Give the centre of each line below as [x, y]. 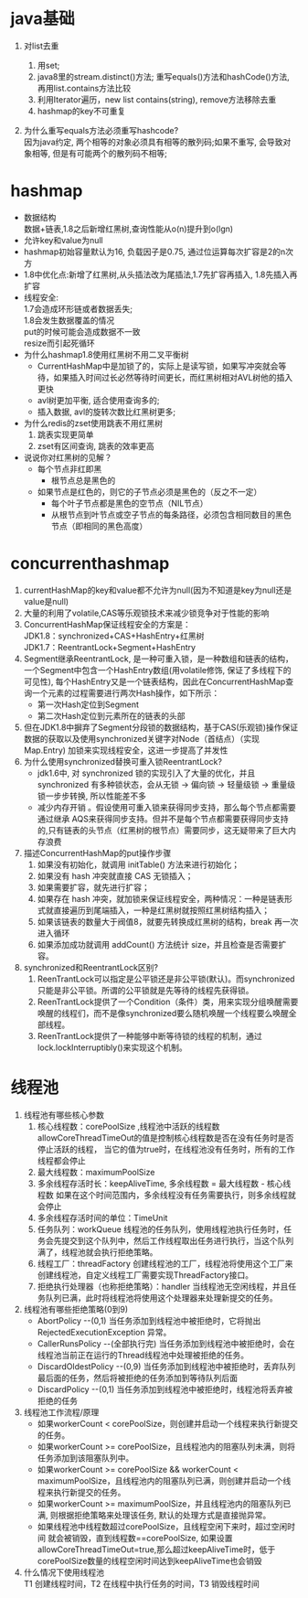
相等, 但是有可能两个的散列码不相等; [99, 153]
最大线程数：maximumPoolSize [96, 1172]
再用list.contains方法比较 [84, 88]
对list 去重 [41, 46]
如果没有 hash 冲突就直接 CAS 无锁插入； [115, 875]
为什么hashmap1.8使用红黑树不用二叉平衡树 [106, 354]
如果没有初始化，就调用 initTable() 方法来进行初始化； [138, 864]
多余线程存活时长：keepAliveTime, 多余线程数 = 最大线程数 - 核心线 [164, 1183]
